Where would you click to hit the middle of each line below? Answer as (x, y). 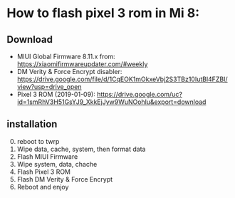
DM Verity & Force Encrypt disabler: (69, 72)
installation (32, 124)
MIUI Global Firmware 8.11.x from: (66, 56)
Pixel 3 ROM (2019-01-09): (56, 94)
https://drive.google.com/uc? (140, 94)
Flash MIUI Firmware (47, 156)
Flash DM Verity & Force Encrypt (65, 179)
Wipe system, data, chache (57, 164)
